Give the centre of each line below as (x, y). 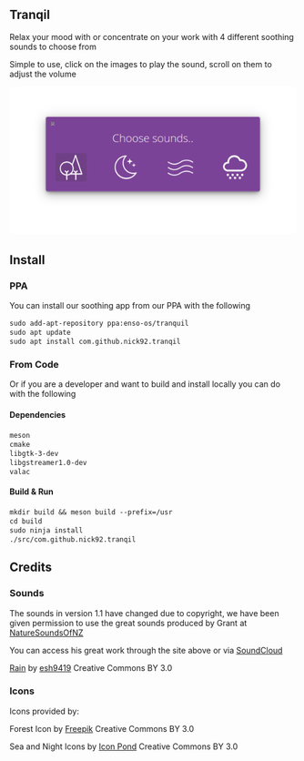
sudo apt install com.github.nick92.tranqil (95, 342)
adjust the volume (43, 74)
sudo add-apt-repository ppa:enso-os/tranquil (99, 324)
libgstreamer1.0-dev (49, 462)
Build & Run (32, 492)
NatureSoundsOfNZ (46, 633)
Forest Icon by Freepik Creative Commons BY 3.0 (102, 728)
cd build (26, 521)
